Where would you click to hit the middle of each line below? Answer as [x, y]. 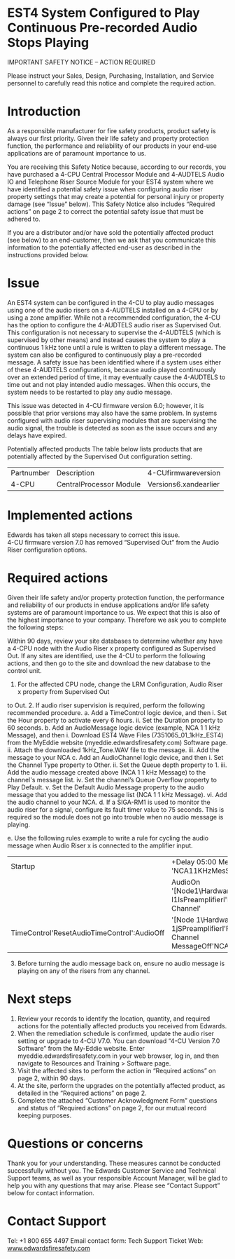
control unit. [24, 670]
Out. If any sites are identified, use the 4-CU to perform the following [106, 655]
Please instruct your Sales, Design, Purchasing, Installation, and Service [111, 76]
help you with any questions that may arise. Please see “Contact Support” [114, 1185]
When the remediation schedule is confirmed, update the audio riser [116, 1033]
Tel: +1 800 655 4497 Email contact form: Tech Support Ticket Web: [105, 1240]
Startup [23, 866]
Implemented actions [70, 515]
